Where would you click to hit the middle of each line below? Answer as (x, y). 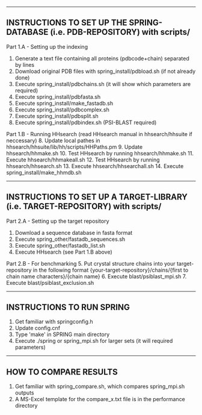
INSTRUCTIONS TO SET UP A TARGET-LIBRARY (97, 197)
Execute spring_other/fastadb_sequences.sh (70, 239)
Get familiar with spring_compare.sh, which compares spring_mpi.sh (100, 387)
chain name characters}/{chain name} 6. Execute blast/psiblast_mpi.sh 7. (96, 276)
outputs (24, 393)
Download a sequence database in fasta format (74, 232)
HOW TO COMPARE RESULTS (62, 372)
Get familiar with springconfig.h (54, 322)
